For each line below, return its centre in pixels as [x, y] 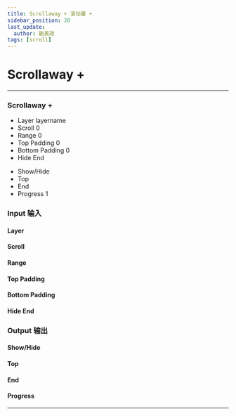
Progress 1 [33, 194]
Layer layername [42, 121]
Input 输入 [25, 214]
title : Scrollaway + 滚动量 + [50, 14]
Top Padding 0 [39, 143]
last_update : [26, 27]
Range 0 [29, 136]
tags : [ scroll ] [29, 40]
